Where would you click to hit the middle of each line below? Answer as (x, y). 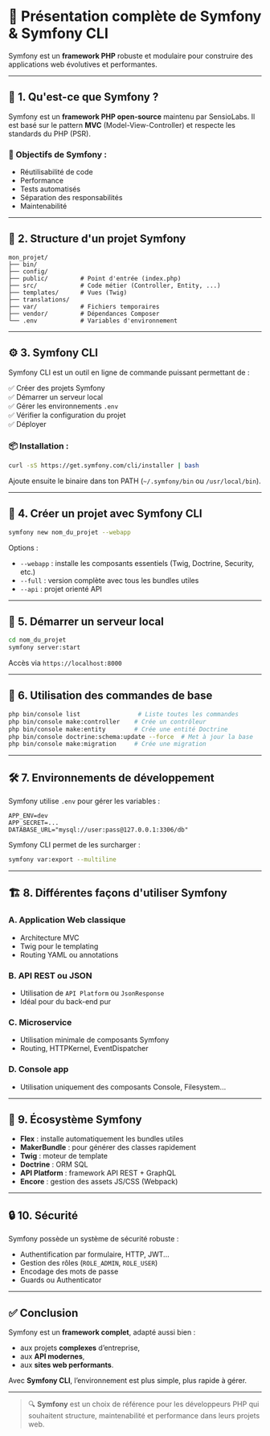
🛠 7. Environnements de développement (111, 778)
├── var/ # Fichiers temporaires (84, 306)
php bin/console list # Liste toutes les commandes (124, 714)
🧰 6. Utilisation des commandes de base (110, 696)
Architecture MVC (49, 938)
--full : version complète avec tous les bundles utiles (109, 580)
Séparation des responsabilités (71, 198)
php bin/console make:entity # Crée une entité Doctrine (118, 729)
